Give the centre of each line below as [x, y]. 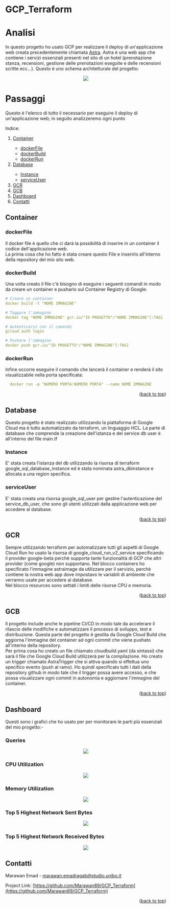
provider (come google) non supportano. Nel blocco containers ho [75, 564]
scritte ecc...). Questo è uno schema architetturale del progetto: [72, 69]
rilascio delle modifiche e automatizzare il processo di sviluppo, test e [79, 629]
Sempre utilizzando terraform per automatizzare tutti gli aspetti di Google [82, 547]
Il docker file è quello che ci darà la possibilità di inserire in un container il [82, 243]
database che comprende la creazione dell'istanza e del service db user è [83, 433]
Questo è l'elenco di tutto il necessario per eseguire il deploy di [71, 113]
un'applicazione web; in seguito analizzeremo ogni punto [65, 119]
